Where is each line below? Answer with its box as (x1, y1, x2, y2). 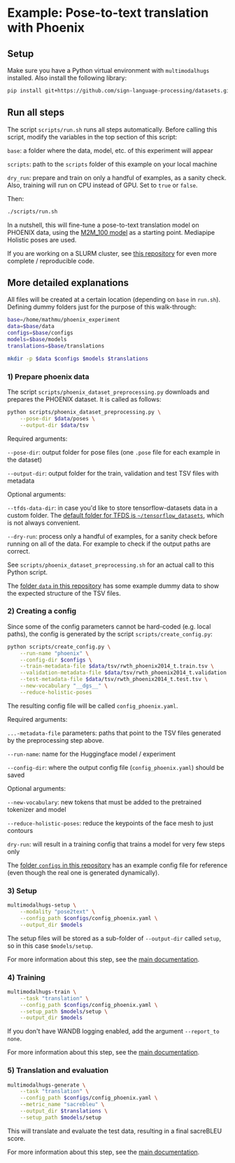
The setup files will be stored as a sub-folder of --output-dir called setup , (7, 934, 222, 942)
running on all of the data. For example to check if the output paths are (7, 539, 211, 548)
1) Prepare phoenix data (7, 371, 90, 381)
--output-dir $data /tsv (20, 422, 90, 429)
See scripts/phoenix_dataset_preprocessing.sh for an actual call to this (7, 560, 215, 569)
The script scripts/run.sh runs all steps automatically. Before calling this (7, 125, 218, 134)
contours (7, 826, 34, 834)
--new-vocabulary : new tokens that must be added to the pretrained (7, 797, 201, 806)
